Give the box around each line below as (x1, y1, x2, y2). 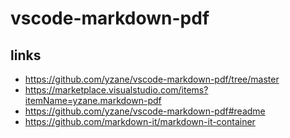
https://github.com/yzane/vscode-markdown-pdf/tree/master (24, 73, 280, 85)
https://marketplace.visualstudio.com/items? (24, 84, 209, 96)
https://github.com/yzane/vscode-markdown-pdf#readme (24, 105, 266, 117)
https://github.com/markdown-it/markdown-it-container (24, 116, 256, 127)
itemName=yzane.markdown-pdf (24, 95, 162, 106)
